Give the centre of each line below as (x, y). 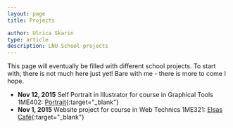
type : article (28, 39)
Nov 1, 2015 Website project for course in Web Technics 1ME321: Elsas (120, 110)
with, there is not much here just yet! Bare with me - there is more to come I (117, 74)
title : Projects (31, 20)
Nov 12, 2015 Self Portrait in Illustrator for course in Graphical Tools (115, 95)
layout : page (26, 14)
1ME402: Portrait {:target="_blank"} (68, 102)
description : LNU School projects (58, 46)
